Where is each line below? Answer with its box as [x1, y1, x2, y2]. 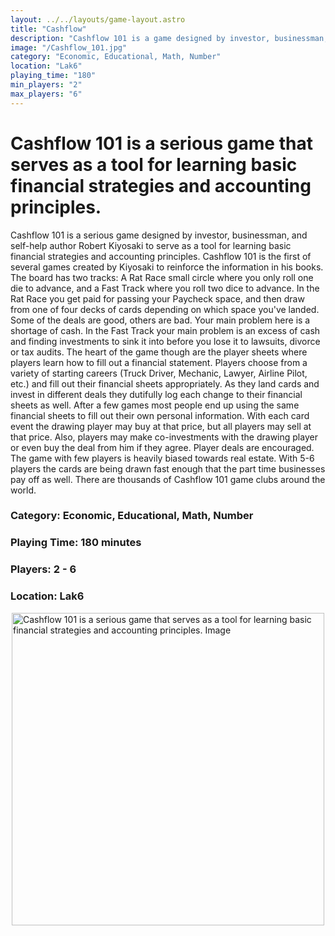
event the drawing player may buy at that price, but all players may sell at [10, 420, 312, 432]
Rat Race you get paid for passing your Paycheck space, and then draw [10, 292, 305, 305]
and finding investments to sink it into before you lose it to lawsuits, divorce [10, 335, 321, 347]
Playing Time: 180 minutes [10, 536, 142, 550]
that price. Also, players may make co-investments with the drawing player [10, 431, 318, 443]
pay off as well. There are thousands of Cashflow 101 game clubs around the [10, 473, 326, 485]
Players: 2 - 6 [10, 562, 77, 576]
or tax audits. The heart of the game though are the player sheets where [10, 346, 308, 358]
